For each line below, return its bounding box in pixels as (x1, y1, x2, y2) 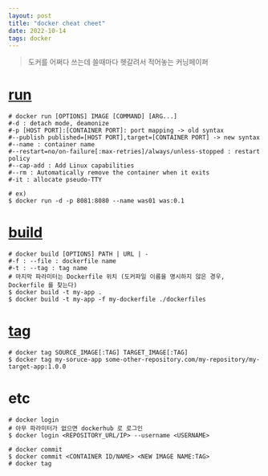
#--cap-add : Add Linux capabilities (8, 162, 135, 170)
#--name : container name (8, 141, 95, 149)
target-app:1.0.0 (8, 363, 67, 371)
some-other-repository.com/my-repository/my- (105, 355, 261, 364)
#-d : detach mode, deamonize (8, 120, 110, 128)
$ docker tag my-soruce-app (8, 355, 103, 364)
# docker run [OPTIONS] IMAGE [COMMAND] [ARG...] (8, 113, 178, 121)
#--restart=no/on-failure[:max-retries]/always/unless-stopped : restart (8, 148, 261, 156)
